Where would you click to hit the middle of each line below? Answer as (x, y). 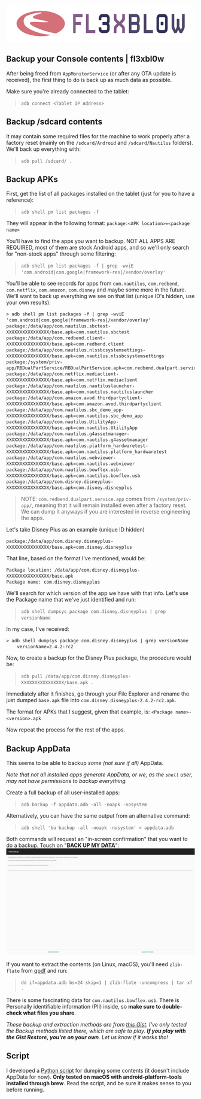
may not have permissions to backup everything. (67, 781)
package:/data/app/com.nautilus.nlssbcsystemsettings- (76, 350)
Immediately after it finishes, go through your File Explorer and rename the (98, 694)
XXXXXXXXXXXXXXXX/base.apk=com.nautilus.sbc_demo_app (75, 416)
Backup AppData (38, 749)
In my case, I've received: (38, 629)
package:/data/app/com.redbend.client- (56, 338)
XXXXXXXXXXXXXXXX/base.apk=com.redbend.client (65, 344)
